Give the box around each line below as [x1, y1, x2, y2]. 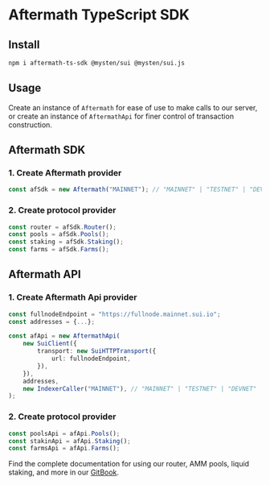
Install [8, 38, 40, 52]
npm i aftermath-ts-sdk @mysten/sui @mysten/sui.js [8, 59, 185, 67]
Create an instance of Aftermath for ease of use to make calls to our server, [8, 102, 258, 112]
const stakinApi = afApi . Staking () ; [8, 437, 131, 445]
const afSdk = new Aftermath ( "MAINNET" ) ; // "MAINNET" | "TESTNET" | [8, 185, 247, 194]
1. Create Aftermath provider [8, 168, 122, 178]
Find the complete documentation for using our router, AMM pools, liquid [8, 459, 250, 469]
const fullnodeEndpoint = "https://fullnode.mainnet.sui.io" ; [8, 310, 221, 318]
